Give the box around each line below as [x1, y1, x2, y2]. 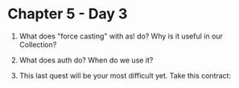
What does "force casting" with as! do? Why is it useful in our [19, 31, 223, 41]
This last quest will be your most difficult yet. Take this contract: [19, 70, 231, 80]
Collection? [19, 39, 57, 49]
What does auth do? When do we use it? [19, 55, 154, 65]
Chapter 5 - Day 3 [7, 5, 128, 23]
